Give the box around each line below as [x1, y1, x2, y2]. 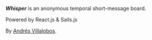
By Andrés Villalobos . [5, 27, 56, 34]
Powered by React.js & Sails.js [5, 16, 78, 23]
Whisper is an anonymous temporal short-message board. [5, 5, 147, 12]
